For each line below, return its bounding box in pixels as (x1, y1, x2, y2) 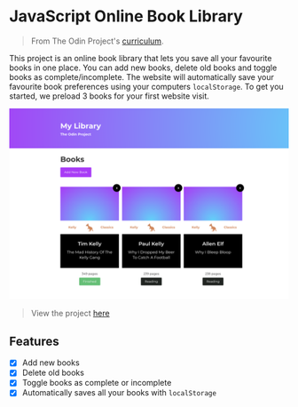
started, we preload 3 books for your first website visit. (9, 91, 210, 101)
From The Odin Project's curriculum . (30, 36, 164, 46)
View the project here (30, 308, 110, 319)
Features (9, 333, 59, 348)
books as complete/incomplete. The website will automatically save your (9, 71, 275, 82)
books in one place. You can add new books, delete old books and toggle (9, 62, 278, 73)
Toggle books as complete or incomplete (21, 378, 172, 388)
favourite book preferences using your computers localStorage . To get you (9, 81, 284, 92)
